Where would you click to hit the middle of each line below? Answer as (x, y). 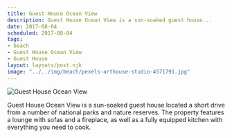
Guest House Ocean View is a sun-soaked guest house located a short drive (116, 105)
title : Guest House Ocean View (52, 14)
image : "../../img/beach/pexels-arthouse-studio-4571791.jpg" (99, 71)
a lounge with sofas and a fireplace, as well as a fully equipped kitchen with (115, 119)
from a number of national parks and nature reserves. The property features (116, 112)
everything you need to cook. (49, 127)
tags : (15, 40)
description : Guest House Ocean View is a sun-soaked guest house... (110, 20)
